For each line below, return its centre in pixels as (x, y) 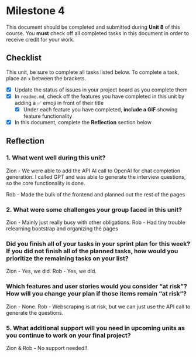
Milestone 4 (36, 11)
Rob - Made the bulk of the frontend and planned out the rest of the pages (96, 194)
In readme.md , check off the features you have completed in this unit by (99, 96)
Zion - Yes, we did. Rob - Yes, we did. (51, 271)
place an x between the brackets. (46, 78)
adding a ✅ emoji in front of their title (59, 103)
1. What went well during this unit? (56, 158)
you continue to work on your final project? (68, 335)
